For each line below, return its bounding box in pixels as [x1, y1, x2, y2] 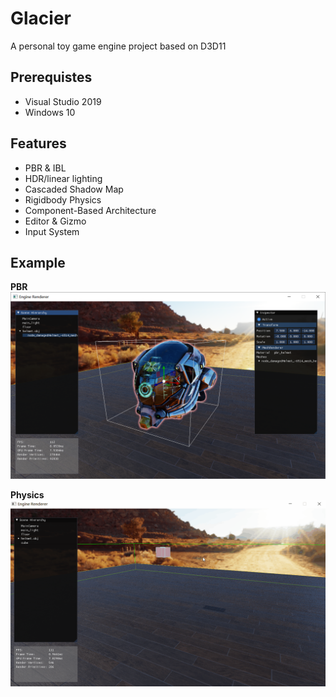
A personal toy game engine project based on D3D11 [10, 40, 227, 52]
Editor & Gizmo [24, 215, 87, 227]
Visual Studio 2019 [24, 95, 102, 107]
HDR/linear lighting [24, 172, 103, 184]
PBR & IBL [24, 162, 67, 174]
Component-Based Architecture [24, 204, 157, 216]
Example [10, 254, 66, 271]
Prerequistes [10, 69, 93, 86]
